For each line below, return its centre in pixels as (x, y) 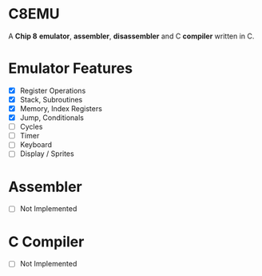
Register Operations (53, 90)
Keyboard (36, 145)
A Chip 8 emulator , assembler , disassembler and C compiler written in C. (131, 36)
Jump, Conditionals (52, 118)
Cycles (31, 127)
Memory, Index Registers (61, 108)
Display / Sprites (47, 154)
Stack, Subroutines (51, 99)
